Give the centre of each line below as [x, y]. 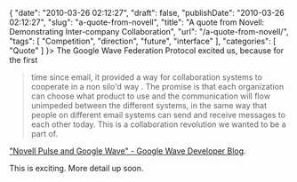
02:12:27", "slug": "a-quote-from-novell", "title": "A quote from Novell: [137, 22]
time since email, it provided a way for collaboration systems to [146, 77]
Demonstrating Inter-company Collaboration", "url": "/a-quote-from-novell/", [149, 32]
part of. [44, 134]
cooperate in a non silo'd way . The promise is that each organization [157, 87]
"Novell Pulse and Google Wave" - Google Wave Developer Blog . [128, 151]
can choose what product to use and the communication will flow [151, 96]
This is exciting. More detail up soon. [76, 168]
